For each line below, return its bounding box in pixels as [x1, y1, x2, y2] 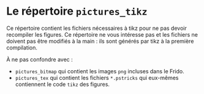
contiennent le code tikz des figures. [15, 81, 110, 88]
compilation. [6, 44, 38, 51]
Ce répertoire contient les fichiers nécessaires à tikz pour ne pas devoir [6, 24, 187, 32]
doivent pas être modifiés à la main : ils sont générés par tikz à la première [6, 37, 194, 45]
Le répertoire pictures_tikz [6, 4, 148, 18]
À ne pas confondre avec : [6, 56, 74, 63]
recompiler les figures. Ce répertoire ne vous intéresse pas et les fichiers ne [6, 31, 198, 38]
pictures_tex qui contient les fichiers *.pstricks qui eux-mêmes [15, 74, 179, 81]
